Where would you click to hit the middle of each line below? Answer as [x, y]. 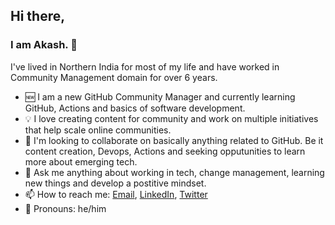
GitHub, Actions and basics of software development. [135, 108]
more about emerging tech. [81, 161]
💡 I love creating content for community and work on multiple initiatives [171, 118]
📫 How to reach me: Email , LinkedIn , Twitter [116, 194]
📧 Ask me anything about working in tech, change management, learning [174, 172]
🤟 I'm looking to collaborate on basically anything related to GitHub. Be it [174, 140]
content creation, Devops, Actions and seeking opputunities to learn [165, 151]
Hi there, [38, 16]
